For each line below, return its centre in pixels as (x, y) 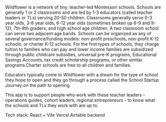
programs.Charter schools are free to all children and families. (68, 65)
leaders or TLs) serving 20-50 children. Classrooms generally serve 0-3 (79, 18)
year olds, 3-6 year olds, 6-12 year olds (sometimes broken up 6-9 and (78, 23)
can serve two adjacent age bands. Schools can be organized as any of (78, 33)
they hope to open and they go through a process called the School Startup (82, 80)
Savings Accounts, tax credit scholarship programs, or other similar (74, 60)
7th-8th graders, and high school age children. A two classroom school (86, 28)
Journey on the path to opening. (38, 85)
